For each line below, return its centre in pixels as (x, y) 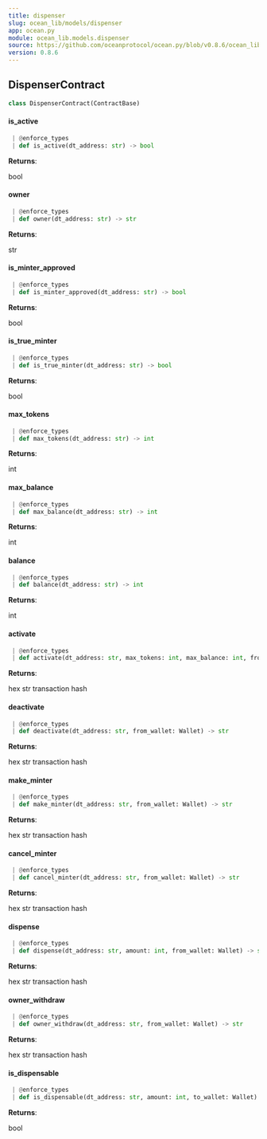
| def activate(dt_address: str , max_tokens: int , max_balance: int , (129, 658)
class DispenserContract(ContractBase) (74, 103)
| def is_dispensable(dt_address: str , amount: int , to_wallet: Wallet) (135, 1098)
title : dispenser (37, 16)
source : (21, 45)
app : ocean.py (32, 30)
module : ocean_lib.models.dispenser (69, 38)
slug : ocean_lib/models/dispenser (66, 23)
